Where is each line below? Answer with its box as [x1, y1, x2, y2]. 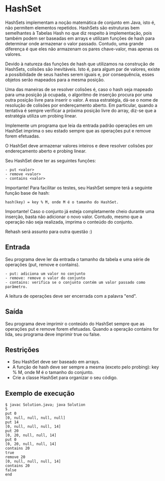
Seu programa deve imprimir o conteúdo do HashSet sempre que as [5, 321, 145, 327]
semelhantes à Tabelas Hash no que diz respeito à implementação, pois [5, 30, 153, 36]
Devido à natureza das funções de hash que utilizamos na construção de [5, 61, 155, 67]
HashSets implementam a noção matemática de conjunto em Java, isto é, [5, 19, 156, 25]
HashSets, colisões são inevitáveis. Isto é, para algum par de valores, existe [5, 66, 160, 72]
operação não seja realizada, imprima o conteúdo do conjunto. [5, 219, 134, 225]
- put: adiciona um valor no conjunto [5, 271, 85, 276]
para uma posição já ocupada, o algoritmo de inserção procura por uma [5, 92, 153, 98]
